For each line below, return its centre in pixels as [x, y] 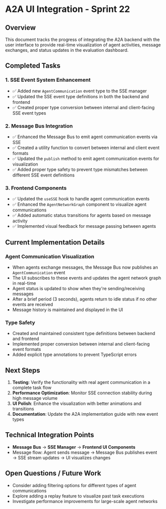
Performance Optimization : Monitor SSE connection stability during [82, 393]
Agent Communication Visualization [50, 256]
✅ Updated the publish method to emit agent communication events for [86, 159]
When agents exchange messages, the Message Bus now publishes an [85, 267]
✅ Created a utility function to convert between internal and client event [86, 148]
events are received [33, 304]
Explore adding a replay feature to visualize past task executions [78, 496]
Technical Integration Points [50, 435]
